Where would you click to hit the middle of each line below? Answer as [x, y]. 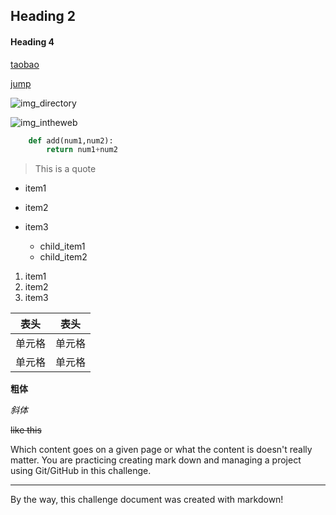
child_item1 [62, 246]
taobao [25, 64]
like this [26, 430]
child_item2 [63, 257]
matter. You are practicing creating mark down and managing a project [156, 460]
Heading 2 [43, 16]
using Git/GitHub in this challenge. [81, 471]
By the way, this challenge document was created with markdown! [147, 500]
